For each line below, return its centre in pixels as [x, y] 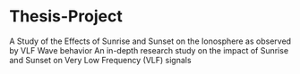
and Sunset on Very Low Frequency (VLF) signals [100, 60]
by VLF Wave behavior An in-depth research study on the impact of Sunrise [149, 50]
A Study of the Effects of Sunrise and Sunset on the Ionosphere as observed [150, 41]
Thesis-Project [66, 16]
